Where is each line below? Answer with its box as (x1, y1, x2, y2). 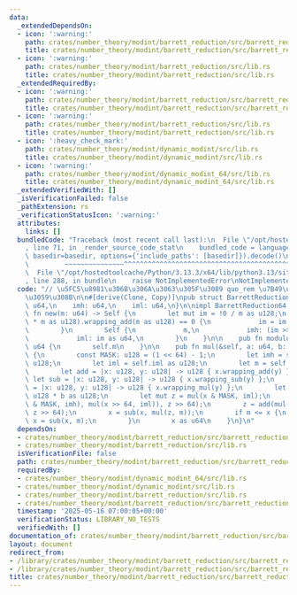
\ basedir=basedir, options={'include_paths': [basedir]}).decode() (25, 251, 283, 261)
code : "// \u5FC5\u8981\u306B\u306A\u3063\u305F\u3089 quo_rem (17, 284, 255, 293)
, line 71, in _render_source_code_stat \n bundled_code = (25, 243, 255, 252)
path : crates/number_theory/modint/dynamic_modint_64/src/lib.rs (25, 169, 271, 178)
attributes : (17, 219, 62, 228)
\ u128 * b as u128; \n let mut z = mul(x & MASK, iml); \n (25, 391, 271, 401)
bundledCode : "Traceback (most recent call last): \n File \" (17, 236, 251, 244)
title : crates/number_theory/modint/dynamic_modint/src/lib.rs (25, 152, 263, 162)
